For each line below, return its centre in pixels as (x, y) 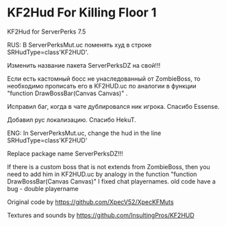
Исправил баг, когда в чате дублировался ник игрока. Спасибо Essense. (113, 106)
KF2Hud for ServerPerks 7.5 (47, 32)
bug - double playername (43, 188)
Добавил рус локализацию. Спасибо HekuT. (72, 120)
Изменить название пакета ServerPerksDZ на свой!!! (84, 65)
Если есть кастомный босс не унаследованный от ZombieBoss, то (104, 78)
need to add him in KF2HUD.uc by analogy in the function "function (102, 174)
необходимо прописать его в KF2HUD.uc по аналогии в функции (102, 86)
